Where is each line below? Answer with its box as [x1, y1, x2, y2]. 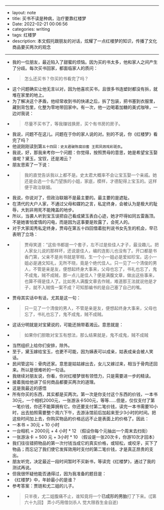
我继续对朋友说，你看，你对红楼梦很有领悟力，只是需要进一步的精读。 [12, 373, 154, 379]
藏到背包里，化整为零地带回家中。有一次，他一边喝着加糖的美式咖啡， [12, 105, 154, 110]
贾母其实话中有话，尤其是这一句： [12, 295, 81, 300]
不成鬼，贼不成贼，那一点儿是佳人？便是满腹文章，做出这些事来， [24, 272, 157, 278]
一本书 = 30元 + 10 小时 [12, 422, 60, 427]
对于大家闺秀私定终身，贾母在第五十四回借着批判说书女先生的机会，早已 [12, 225, 158, 231]
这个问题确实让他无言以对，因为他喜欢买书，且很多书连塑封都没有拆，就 [12, 86, 158, 92]
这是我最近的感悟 [12, 385, 47, 391]
